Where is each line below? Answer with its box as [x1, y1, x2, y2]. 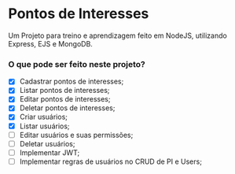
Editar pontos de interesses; [19, 94, 111, 104]
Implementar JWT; [19, 147, 80, 157]
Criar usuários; [19, 112, 68, 122]
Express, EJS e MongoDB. [8, 39, 93, 48]
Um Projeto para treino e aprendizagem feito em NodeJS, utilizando [8, 31, 228, 40]
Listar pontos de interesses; [19, 86, 110, 95]
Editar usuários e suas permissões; [19, 130, 134, 139]
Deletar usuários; [19, 139, 75, 148]
